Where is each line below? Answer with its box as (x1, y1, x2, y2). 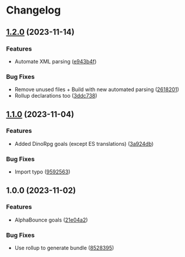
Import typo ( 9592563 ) (14, 168, 70, 175)
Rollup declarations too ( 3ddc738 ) (14, 92, 97, 99)
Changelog (6, 4, 61, 17)
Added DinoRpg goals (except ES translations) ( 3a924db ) (14, 140, 154, 147)
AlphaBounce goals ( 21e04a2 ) (14, 216, 88, 223)
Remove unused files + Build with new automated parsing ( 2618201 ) (14, 86, 179, 93)
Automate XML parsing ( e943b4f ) (14, 58, 97, 65)
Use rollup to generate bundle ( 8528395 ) (14, 245, 115, 252)
